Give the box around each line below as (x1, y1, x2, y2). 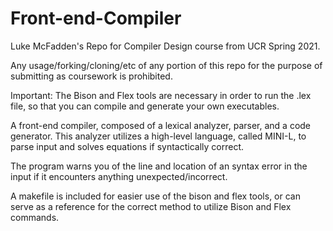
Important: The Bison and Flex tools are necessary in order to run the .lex (10, 89, 312, 101)
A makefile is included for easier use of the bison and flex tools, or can (10, 190, 301, 202)
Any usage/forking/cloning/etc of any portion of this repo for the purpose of (10, 59, 323, 71)
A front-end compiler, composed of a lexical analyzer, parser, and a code (10, 119, 312, 131)
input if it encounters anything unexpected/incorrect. (10, 170, 228, 182)
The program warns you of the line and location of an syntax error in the (10, 160, 308, 172)
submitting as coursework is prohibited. (10, 70, 173, 82)
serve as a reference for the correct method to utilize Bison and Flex (10, 200, 292, 212)
